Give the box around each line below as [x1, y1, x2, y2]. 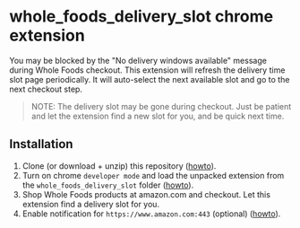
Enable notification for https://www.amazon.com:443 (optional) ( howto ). [21, 208, 281, 219]
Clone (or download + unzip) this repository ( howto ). [21, 160, 217, 171]
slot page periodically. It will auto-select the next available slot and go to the [9, 74, 290, 84]
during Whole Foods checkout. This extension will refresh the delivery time [9, 65, 286, 75]
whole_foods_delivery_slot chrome [9, 6, 274, 27]
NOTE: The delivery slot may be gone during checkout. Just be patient [30, 101, 292, 111]
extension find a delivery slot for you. [21, 198, 159, 209]
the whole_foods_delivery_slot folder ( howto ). [21, 180, 194, 190]
